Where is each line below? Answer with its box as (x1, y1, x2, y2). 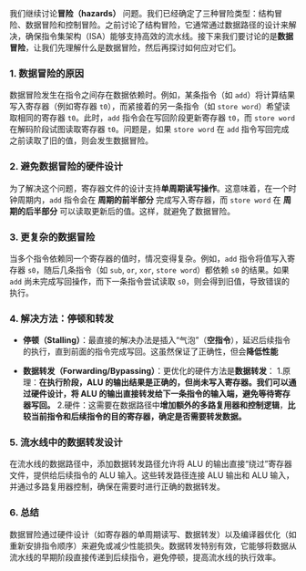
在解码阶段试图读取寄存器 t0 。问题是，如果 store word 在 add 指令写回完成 (9, 124, 290, 135)
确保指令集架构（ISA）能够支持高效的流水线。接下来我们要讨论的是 (25, 31, 278, 41)
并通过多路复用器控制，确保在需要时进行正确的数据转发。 (9, 482, 225, 493)
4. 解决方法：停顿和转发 (9, 312, 114, 325)
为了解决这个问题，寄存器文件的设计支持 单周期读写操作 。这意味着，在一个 (9, 182, 289, 193)
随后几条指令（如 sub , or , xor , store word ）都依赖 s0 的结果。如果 (44, 264, 290, 275)
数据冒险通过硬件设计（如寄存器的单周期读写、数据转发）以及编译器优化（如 (9, 528, 297, 540)
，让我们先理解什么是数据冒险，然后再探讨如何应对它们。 (25, 42, 241, 53)
